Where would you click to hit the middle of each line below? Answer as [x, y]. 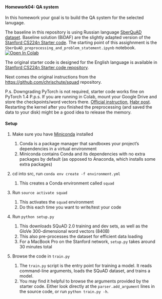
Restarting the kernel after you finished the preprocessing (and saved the [79, 107]
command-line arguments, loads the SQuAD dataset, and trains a [85, 271]
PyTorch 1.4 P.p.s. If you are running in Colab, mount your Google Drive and [81, 97]
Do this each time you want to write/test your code [70, 207]
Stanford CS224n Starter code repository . [47, 68]
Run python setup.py [33, 217]
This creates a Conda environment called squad [67, 183]
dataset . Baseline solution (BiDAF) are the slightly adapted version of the [78, 37]
